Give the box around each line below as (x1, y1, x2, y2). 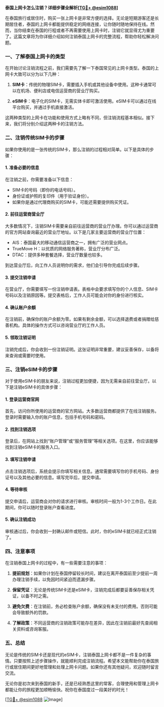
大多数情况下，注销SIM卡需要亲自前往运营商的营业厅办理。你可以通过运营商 (5, 223, 159, 229)
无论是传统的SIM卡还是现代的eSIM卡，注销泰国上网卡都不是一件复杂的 (5, 652, 147, 658)
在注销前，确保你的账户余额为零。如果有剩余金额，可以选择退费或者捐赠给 (5, 316, 155, 322)
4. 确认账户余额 (5, 304, 36, 310)
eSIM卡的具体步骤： (21, 384, 62, 390)
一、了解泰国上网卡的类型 (5, 53, 65, 60)
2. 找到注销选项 (5, 426, 36, 432)
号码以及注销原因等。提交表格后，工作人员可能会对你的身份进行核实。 (5, 293, 146, 298)
